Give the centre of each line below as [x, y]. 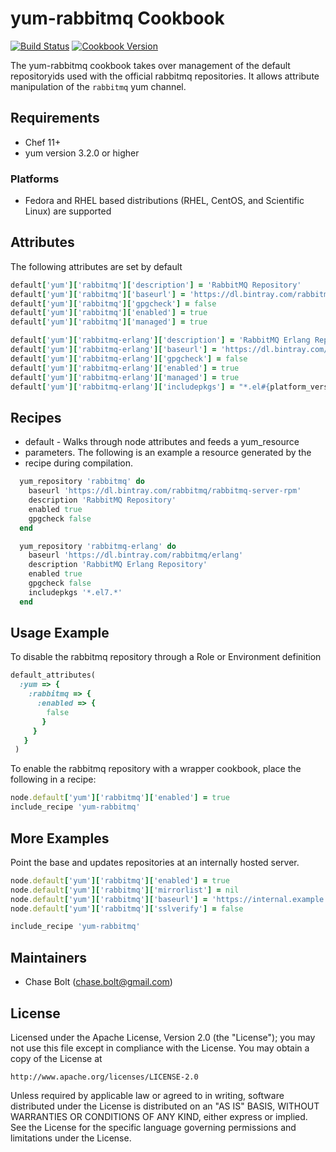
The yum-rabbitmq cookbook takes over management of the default [150, 65]
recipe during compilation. [79, 463]
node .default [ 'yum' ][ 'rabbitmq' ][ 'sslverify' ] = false [127, 908]
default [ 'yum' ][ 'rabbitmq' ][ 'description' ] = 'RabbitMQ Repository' [156, 285]
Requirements [55, 118]
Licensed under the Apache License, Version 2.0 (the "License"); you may [163, 1037]
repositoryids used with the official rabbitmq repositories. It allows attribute [165, 76]
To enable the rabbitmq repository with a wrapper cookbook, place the [156, 769]
